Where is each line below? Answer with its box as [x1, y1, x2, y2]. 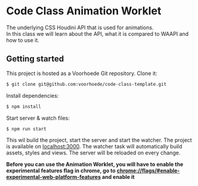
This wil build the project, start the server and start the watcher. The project [6, 137, 192, 144]
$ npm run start [6, 126, 47, 132]
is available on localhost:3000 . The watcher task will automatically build [6, 143, 182, 150]
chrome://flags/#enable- [116, 167, 180, 174]
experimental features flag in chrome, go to [6, 167, 116, 174]
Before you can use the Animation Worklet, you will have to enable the [6, 161, 184, 168]
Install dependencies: [6, 92, 59, 99]
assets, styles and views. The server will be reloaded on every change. [6, 149, 181, 156]
